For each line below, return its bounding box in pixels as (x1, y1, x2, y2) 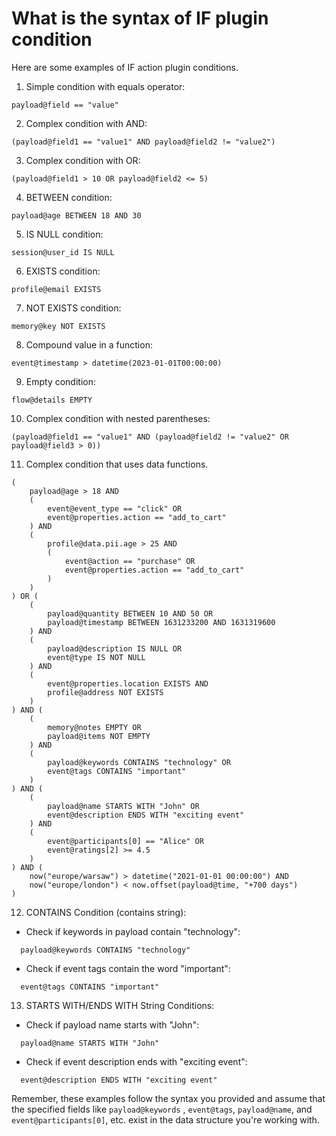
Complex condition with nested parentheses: (25, 412, 211, 424)
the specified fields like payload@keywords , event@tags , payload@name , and (11, 1103, 313, 1115)
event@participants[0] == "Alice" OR (47, 836, 204, 846)
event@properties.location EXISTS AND (47, 678, 209, 689)
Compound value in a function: (25, 338, 153, 351)
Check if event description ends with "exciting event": (25, 1055, 248, 1067)
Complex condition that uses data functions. (25, 458, 209, 470)
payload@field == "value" (11, 100, 119, 110)
